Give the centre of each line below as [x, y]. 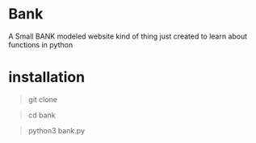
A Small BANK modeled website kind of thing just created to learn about [128, 36]
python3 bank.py [57, 130]
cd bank [42, 115]
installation [47, 78]
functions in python [41, 44]
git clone [43, 99]
